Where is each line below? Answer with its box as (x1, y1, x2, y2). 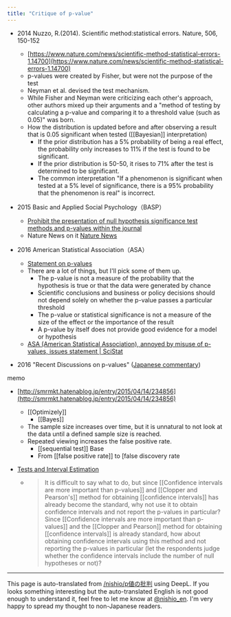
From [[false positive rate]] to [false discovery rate (37, 452, 180, 460)
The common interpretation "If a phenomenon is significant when (37, 174, 223, 182)
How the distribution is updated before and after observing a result (27, 123, 217, 131)
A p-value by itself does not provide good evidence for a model (37, 325, 217, 333)
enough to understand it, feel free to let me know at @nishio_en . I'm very (7, 594, 213, 603)
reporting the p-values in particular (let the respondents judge (44, 544, 220, 552)
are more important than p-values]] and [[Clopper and (44, 485, 198, 494)
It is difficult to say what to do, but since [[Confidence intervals (44, 478, 223, 486)
